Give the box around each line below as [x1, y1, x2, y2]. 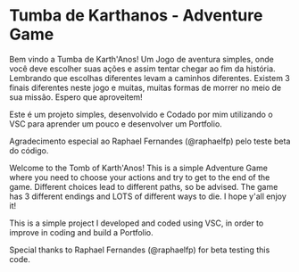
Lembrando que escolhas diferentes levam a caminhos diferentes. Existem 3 [9, 72, 290, 83]
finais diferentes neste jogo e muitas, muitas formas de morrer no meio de [9, 82, 282, 93]
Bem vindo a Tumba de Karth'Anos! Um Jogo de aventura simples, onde [9, 54, 275, 64]
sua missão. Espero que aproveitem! [9, 91, 143, 103]
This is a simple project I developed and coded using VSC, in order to [9, 218, 264, 228]
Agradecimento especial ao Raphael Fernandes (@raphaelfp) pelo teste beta [9, 136, 291, 146]
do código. [9, 144, 49, 156]
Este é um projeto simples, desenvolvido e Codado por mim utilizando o [9, 109, 274, 120]
